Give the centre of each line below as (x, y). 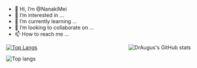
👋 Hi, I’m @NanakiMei (41, 9)
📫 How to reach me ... (42, 34)
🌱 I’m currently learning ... (46, 21)
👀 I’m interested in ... (39, 15)
